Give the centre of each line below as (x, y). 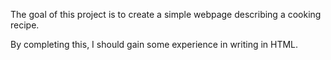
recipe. (25, 25)
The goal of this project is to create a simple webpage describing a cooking (166, 14)
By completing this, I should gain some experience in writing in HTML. (154, 44)
